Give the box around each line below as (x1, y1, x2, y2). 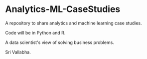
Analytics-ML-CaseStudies (5, 3, 121, 15)
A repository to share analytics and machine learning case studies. (5, 20, 142, 26)
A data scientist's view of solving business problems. (5, 39, 115, 45)
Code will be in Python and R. (5, 29, 66, 35)
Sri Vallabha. (5, 49, 31, 55)
